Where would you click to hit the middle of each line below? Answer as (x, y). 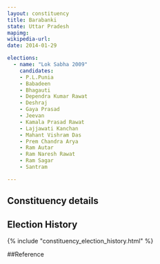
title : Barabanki (32, 20)
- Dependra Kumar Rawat (54, 97)
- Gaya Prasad (40, 110)
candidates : (37, 71)
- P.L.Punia (37, 77)
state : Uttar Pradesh (38, 26)
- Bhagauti (35, 90)
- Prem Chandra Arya (49, 141)
